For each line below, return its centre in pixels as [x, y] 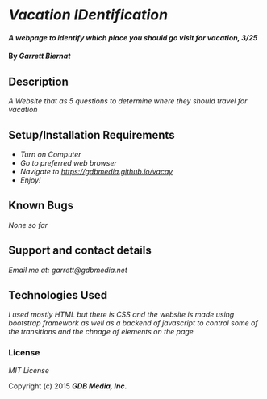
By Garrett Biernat [40, 56]
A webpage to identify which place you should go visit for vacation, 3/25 [133, 37]
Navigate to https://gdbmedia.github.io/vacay [96, 172]
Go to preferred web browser [68, 163]
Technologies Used [58, 295]
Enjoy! [30, 180]
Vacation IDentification [88, 15]
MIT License [29, 370]
